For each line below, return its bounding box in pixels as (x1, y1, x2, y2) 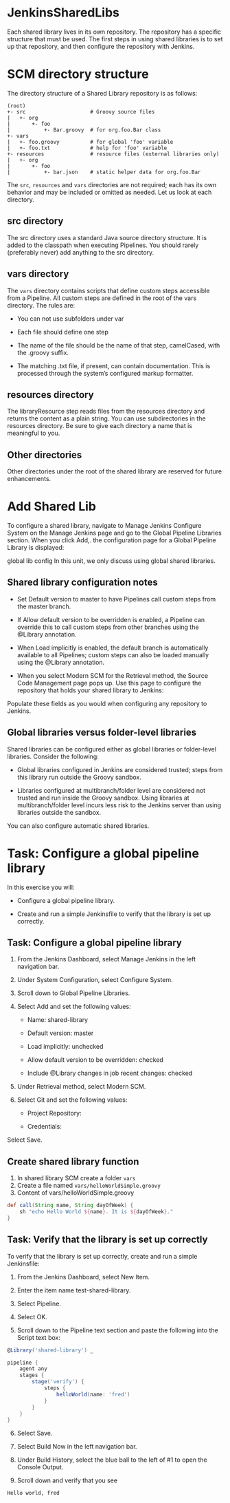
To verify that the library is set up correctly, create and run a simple (7, 1252, 198, 1260)
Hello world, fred (7, 1490, 60, 1497)
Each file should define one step (16, 328, 108, 336)
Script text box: (16, 1333, 60, 1341)
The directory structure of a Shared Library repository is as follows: (7, 89, 198, 97)
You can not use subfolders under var (16, 315, 124, 323)
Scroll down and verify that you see (16, 1476, 118, 1484)
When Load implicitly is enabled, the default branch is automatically (16, 643, 209, 652)
